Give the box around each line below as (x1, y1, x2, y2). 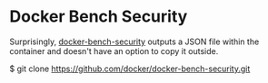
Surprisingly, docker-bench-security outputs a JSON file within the (9, 36, 260, 47)
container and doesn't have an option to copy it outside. (9, 45, 219, 56)
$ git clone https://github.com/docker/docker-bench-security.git (9, 63, 251, 74)
